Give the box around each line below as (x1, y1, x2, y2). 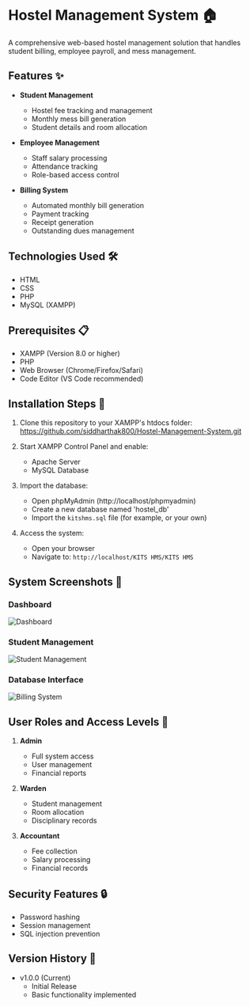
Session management (19, 921, 91, 930)
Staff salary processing (31, 153, 108, 162)
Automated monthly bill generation (31, 200, 145, 210)
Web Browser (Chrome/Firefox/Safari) (19, 366, 144, 375)
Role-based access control (31, 169, 120, 179)
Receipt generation (31, 217, 94, 226)
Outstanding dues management (31, 226, 134, 235)
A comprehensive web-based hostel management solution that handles (8, 37, 241, 47)
